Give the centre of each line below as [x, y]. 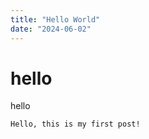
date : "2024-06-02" [51, 29]
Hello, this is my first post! [75, 124]
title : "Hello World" [55, 19]
